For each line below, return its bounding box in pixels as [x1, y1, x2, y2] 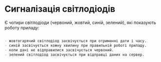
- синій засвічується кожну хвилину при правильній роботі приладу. [4, 43, 147, 48]
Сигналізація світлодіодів [4, 3, 116, 15]
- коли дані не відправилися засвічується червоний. [4, 47, 114, 52]
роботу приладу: [4, 24, 40, 30]
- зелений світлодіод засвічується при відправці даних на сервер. [4, 52, 145, 57]
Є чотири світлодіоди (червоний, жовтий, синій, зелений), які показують [4, 20, 157, 25]
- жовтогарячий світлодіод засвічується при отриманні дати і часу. [4, 38, 147, 43]
